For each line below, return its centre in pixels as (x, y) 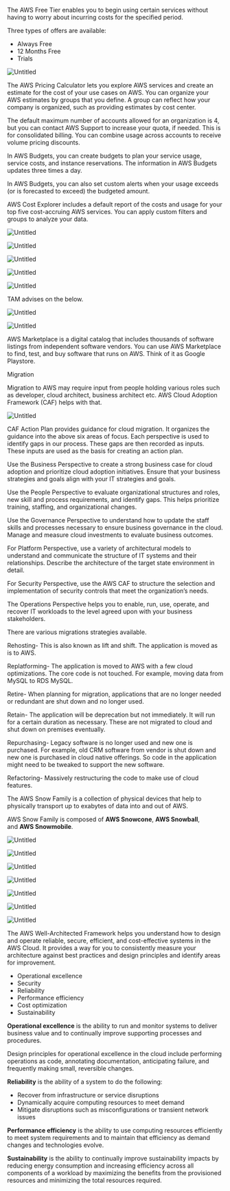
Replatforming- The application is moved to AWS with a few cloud (100, 666)
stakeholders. (26, 619)
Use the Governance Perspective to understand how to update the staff (108, 520)
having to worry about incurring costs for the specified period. (95, 17)
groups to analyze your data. (48, 219)
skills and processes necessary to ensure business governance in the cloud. (115, 527)
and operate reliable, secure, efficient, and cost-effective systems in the (109, 940)
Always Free (35, 44)
